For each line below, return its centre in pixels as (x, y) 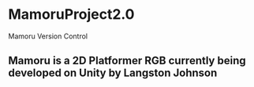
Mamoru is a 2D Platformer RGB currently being (127, 61)
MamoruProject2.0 (71, 14)
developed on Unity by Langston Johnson (113, 73)
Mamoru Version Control (48, 36)
